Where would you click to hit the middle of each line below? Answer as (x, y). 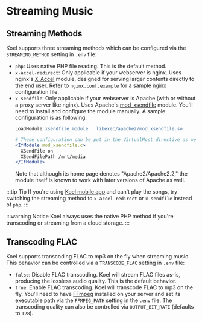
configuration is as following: (51, 117)
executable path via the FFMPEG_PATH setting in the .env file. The (93, 300)
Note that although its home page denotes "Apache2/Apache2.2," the (101, 174)
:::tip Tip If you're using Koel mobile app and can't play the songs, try (92, 192)
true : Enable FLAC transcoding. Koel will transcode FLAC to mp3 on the (104, 287)
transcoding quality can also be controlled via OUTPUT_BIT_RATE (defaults (104, 307)
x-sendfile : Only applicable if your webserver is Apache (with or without (105, 98)
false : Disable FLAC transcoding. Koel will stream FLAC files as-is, (98, 275)
